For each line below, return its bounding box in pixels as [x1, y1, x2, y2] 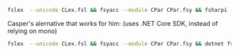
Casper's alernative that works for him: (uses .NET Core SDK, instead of [7, 19, 218, 27]
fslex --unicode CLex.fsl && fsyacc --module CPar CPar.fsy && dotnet [7, 40, 224, 47]
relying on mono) [7, 27, 58, 35]
